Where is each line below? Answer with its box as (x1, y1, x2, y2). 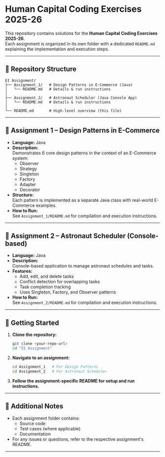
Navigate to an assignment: (12, 354, 70, 361)
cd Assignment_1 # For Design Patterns (12, 364, 99, 369)
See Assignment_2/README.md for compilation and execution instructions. (12, 300, 158, 305)
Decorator (19, 187, 40, 192)
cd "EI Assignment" (12, 346, 53, 351)
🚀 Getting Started (5, 318, 59, 327)
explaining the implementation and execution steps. (5, 46, 110, 52)
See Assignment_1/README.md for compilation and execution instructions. (12, 213, 158, 219)
